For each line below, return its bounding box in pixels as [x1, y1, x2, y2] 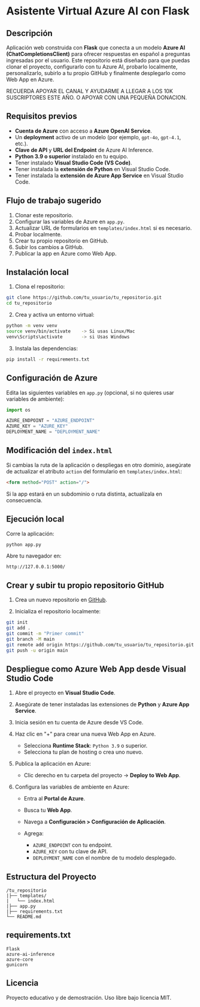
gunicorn [6, 961, 28, 967]
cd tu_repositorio [6, 300, 52, 307]
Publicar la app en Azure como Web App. [14, 250, 117, 257]
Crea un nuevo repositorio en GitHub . [14, 596, 108, 604]
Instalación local [6, 267, 69, 277]
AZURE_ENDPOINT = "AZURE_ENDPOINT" [6, 418, 95, 424]
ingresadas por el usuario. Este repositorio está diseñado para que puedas [6, 57, 190, 64]
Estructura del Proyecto [6, 871, 97, 882]
